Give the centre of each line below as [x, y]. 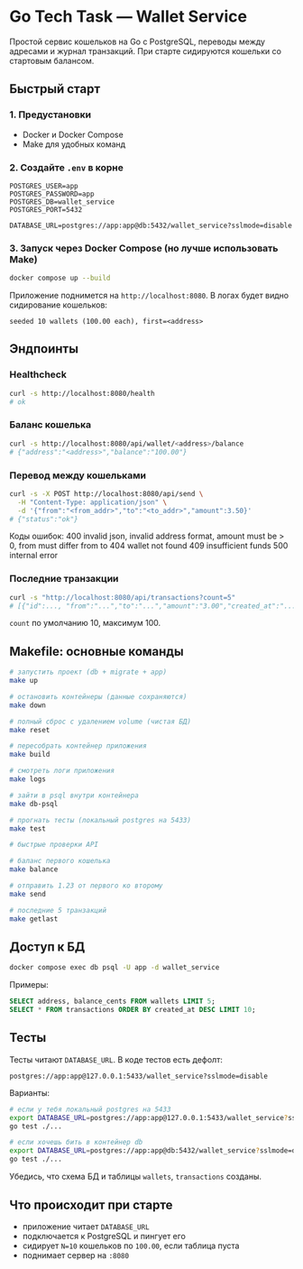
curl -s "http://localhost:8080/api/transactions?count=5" [123, 597]
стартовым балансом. [52, 60]
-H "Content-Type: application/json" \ [92, 502]
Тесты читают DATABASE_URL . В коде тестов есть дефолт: [116, 1059]
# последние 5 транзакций [58, 910]
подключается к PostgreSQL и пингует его [104, 1236]
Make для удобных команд [74, 144]
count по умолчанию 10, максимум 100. [85, 623]
